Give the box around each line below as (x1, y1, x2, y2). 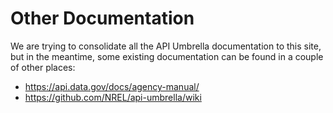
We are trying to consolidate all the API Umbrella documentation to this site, (10, 40, 322, 52)
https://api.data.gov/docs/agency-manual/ (24, 80, 200, 92)
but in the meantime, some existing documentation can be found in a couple (10, 50, 324, 62)
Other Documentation (10, 7, 195, 30)
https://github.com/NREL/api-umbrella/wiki (24, 91, 202, 103)
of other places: (10, 61, 76, 73)
